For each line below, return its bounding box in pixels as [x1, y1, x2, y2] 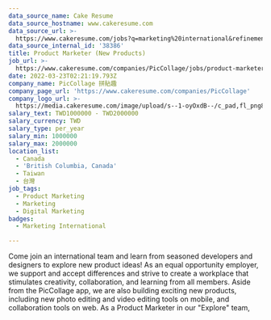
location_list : [8, 147, 60, 155]
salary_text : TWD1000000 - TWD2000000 [8, 110, 139, 118]
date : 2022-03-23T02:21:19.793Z [8, 72, 117, 80]
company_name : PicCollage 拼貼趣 [8, 79, 117, 87]
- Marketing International [15, 222, 106, 230]
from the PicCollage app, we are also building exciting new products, [8, 286, 237, 296]
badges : [8, 215, 35, 223]
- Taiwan [15, 170, 45, 178]
